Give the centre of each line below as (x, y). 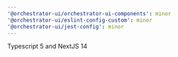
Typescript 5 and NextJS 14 (47, 47)
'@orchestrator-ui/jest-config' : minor (66, 26)
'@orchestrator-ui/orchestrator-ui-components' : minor (89, 14)
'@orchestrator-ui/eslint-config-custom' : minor (80, 20)
